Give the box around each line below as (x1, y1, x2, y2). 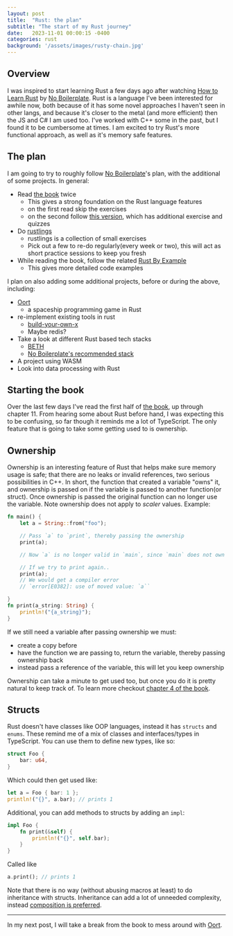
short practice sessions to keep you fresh (27, 249, 147, 257)
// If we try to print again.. (19, 564, 110, 571)
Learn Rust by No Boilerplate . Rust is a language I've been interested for (7, 94, 214, 102)
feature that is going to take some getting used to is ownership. (7, 424, 188, 433)
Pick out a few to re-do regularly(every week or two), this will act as (27, 241, 221, 250)
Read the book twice (17, 190, 77, 198)
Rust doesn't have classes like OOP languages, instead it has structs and (7, 722, 217, 731)
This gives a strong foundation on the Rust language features (27, 197, 202, 205)
